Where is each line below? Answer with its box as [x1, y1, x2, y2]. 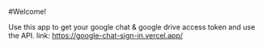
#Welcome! [8, 7, 47, 16]
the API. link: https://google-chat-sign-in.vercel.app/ [8, 31, 184, 40]
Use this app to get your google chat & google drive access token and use [8, 22, 256, 31]
